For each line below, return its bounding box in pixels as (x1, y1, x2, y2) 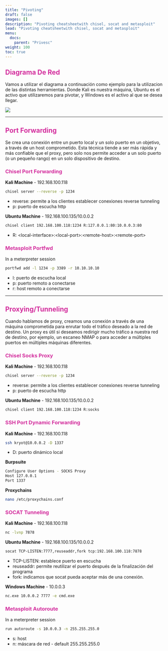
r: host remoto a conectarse (12, 286, 70, 292)
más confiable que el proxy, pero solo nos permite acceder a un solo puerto (5, 150, 161, 156)
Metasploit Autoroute (5, 605, 58, 612)
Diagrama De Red (5, 68, 60, 76)
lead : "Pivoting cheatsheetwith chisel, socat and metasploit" (5, 26, 140, 31)
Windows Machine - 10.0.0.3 (5, 584, 65, 590)
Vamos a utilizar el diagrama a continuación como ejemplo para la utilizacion (5, 81, 163, 87)
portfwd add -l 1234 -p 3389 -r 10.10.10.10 (5, 266, 99, 271)
